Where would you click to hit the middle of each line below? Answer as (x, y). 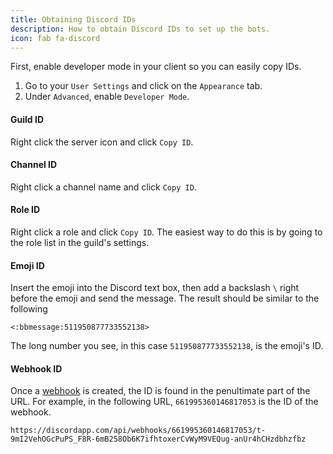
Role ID (25, 210)
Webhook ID (36, 368)
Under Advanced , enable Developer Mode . (107, 97)
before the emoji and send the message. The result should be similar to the (165, 298)
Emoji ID (27, 265)
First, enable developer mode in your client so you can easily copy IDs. (156, 67)
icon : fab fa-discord (55, 38)
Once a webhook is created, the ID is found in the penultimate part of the (160, 391)
